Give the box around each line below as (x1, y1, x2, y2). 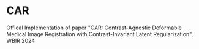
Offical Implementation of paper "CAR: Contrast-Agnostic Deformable (6, 24, 182, 31)
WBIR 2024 (6, 37, 36, 44)
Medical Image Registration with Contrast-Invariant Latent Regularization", (6, 30, 193, 37)
